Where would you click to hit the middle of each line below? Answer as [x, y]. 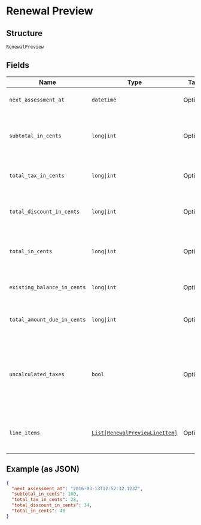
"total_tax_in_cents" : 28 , [45, 500]
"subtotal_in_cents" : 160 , [45, 494]
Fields [18, 65]
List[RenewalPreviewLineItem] [135, 433]
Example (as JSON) [43, 469]
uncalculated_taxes [37, 374]
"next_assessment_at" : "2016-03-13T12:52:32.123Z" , [77, 488]
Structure [25, 33]
